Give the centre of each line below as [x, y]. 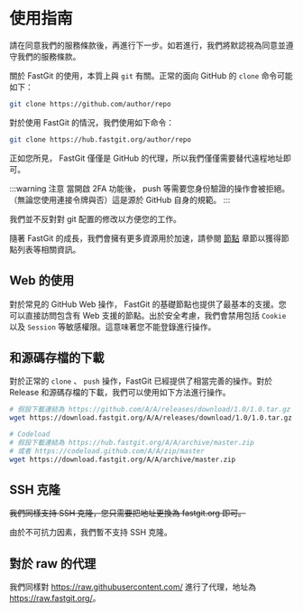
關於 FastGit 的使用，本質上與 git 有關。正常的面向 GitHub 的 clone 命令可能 [151, 75]
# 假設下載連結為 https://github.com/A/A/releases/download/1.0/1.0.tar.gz [150, 410]
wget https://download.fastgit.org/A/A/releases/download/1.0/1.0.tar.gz [151, 418]
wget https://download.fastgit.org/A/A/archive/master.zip [123, 459]
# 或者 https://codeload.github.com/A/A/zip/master [107, 451]
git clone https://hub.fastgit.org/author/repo [101, 139]
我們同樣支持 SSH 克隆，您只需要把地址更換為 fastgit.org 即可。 [128, 513]
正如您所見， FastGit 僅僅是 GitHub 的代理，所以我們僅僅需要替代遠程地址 [147, 158]
